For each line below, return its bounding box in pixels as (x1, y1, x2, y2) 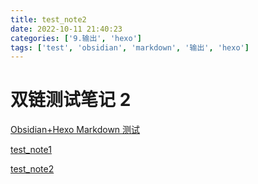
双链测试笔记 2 (10, 89, 132, 111)
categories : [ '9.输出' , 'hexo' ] (10, 33, 142, 43)
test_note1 (10, 144, 52, 156)
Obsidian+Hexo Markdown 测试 (10, 124, 141, 136)
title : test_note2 (10, 14, 87, 25)
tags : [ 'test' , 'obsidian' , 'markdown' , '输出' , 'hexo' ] (10, 42, 250, 53)
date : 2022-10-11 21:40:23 (10, 24, 123, 34)
